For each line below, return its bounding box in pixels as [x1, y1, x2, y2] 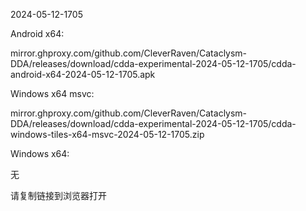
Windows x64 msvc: [10, 88, 95, 99]
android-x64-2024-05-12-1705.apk [10, 69, 156, 80]
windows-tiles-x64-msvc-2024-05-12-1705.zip [10, 129, 205, 140]
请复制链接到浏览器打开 [10, 190, 107, 201]
